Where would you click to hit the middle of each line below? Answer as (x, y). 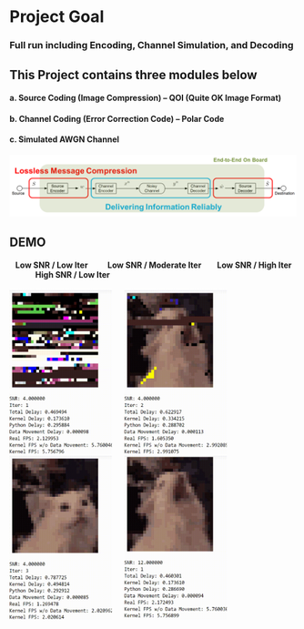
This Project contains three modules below (133, 75)
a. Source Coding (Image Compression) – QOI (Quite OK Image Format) (146, 98)
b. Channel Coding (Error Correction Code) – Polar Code (117, 118)
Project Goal (57, 17)
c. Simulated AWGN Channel (65, 139)
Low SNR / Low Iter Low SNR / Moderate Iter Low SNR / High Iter (153, 265)
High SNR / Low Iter (73, 275)
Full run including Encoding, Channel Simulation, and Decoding (152, 46)
